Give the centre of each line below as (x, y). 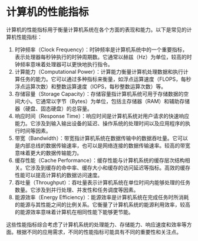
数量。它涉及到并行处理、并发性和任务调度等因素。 (77, 190)
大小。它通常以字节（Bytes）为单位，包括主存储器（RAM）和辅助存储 (105, 101)
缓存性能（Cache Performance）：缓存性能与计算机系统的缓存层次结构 (100, 160)
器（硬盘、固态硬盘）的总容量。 (53, 108)
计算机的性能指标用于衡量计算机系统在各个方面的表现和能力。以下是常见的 (96, 30)
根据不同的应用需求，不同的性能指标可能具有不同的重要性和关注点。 (99, 232)
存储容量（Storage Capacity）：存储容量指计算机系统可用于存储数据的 (99, 94)
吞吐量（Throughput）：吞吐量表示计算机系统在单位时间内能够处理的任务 (103, 182)
